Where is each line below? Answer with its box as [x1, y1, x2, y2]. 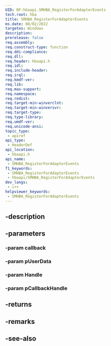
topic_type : [5, 128, 30, 133]
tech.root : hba [5, 12, 37, 17]
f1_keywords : [5, 166, 32, 171]
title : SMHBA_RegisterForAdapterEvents [5, 17, 88, 22]
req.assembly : [5, 40, 35, 45]
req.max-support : [5, 86, 41, 92]
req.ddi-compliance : [5, 49, 48, 54]
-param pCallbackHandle [5, 285, 67, 292]
